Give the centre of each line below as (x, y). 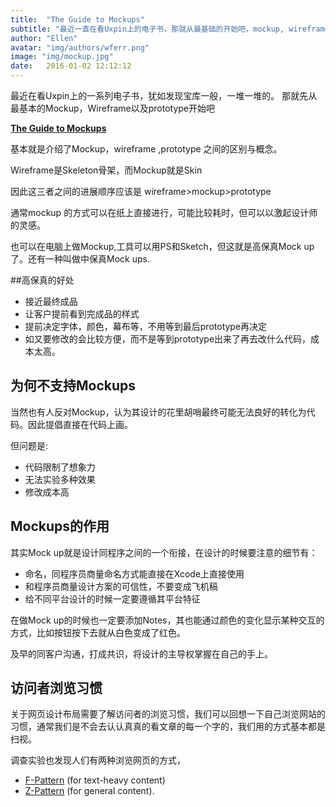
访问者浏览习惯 (56, 688)
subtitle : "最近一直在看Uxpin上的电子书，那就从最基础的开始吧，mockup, (147, 29)
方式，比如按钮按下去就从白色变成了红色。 (98, 632)
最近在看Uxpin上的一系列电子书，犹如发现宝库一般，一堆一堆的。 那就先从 (164, 95)
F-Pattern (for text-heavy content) (95, 780)
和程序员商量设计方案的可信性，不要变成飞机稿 (121, 586)
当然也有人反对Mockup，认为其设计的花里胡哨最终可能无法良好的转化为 (158, 412)
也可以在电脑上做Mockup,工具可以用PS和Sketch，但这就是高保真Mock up (162, 246)
